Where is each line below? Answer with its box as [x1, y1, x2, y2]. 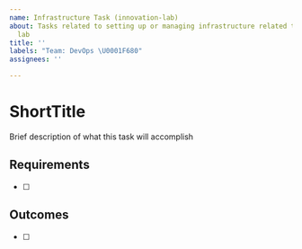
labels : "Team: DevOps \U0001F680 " [9, 47, 143, 56]
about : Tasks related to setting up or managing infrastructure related [9, 22, 288, 31]
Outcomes [9, 208, 69, 223]
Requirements [9, 157, 90, 173]
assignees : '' [9, 55, 63, 64]
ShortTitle [9, 102, 86, 122]
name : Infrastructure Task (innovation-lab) [9, 13, 179, 22]
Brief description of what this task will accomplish [9, 131, 194, 142]
